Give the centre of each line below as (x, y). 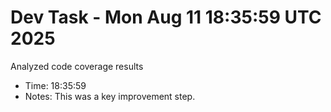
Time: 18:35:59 (55, 85)
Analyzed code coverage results (77, 66)
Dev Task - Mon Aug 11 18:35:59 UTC (166, 17)
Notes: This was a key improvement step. (110, 96)
